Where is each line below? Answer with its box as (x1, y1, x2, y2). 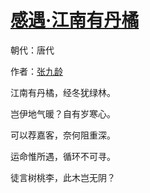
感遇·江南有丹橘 (10, 9, 140, 32)
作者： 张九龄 (10, 65, 63, 77)
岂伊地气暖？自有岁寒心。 (10, 107, 116, 120)
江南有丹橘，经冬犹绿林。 (10, 86, 116, 98)
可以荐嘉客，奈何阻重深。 (10, 129, 116, 141)
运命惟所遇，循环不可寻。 (10, 150, 116, 162)
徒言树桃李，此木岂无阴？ (10, 171, 116, 183)
